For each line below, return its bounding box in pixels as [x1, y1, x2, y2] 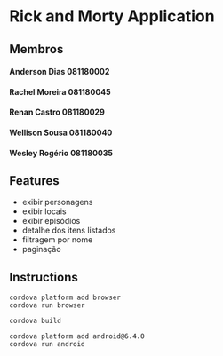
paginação [21, 244, 61, 255]
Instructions [9, 269, 78, 285]
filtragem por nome [21, 234, 93, 245]
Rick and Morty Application [9, 6, 215, 27]
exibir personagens [21, 197, 93, 208]
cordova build [9, 317, 62, 326]
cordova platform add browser [9, 293, 122, 303]
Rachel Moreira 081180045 [9, 86, 111, 97]
